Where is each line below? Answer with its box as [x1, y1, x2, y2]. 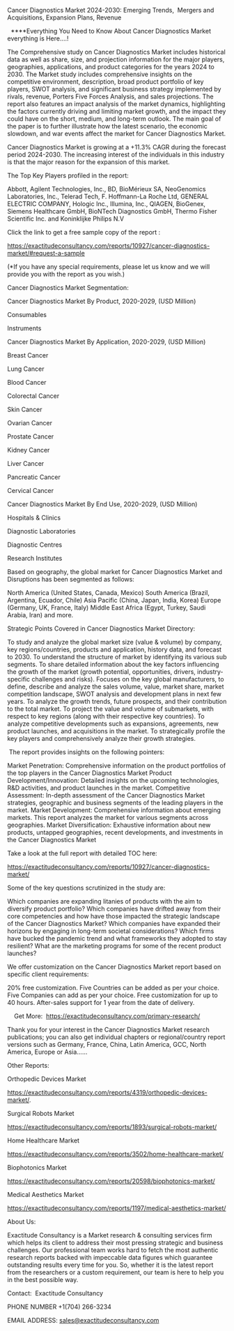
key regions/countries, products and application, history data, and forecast [7, 645, 221, 654]
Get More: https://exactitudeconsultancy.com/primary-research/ [13, 1012, 201, 1020]
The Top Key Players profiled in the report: [7, 171, 129, 179]
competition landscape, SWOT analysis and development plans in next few [7, 690, 221, 698]
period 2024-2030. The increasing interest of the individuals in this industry [7, 150, 225, 159]
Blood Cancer [7, 378, 47, 386]
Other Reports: [7, 1061, 50, 1069]
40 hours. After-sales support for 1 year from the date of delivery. [7, 999, 195, 1006]
